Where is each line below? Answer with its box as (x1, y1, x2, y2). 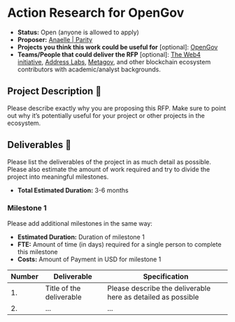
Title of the (45, 283, 81, 293)
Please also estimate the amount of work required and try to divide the (7, 165, 211, 173)
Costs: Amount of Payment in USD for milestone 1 (17, 255, 162, 263)
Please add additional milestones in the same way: (7, 219, 152, 228)
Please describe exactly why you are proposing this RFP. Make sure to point (7, 103, 226, 112)
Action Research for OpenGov (7, 5, 185, 21)
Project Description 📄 (7, 85, 102, 97)
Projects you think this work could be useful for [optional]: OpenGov (17, 43, 218, 51)
